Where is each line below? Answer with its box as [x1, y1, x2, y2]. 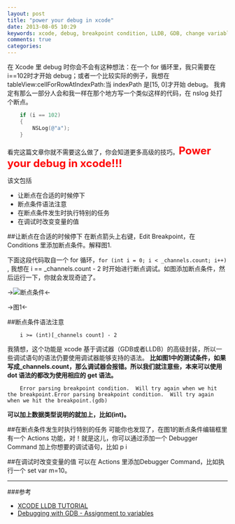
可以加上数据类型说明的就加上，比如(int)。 [7, 410, 131, 419]
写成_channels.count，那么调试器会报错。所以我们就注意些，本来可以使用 [7, 362, 222, 370]
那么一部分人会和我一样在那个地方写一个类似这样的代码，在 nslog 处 [19, 89, 217, 97]
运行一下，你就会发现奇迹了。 [13, 273, 99, 282]
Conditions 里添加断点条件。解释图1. [7, 240, 112, 249]
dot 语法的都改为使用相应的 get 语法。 [7, 371, 117, 379]
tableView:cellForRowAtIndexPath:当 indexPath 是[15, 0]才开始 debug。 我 [7, 80, 220, 88]
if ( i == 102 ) [20, 112, 61, 119]
